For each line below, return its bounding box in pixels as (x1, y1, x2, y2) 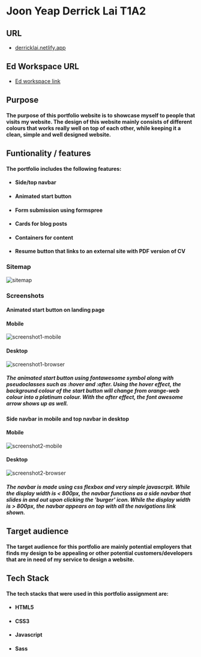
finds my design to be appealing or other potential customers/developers (6, 549, 193, 557)
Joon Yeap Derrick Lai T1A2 (6, 4, 146, 18)
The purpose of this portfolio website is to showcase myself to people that (6, 111, 196, 119)
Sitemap (6, 263, 31, 271)
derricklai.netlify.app (14, 44, 66, 51)
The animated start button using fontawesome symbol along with (6, 374, 174, 381)
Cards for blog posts (14, 220, 67, 227)
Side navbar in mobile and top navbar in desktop (6, 415, 130, 422)
